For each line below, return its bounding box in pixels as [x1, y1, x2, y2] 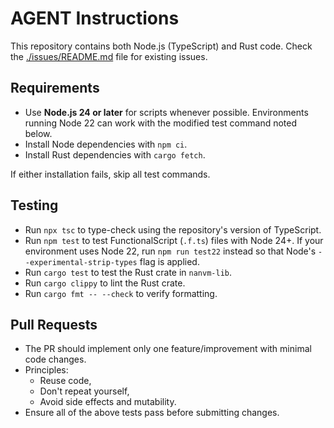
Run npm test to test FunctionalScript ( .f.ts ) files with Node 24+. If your [24, 234, 324, 246]
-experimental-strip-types [24, 257, 138, 267]
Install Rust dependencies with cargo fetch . [24, 148, 206, 161]
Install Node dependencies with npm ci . [24, 138, 188, 150]
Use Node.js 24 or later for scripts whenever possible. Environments [24, 106, 309, 118]
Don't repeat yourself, [39, 385, 130, 397]
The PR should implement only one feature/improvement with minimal [24, 343, 312, 355]
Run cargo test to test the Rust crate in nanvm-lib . [24, 266, 233, 278]
